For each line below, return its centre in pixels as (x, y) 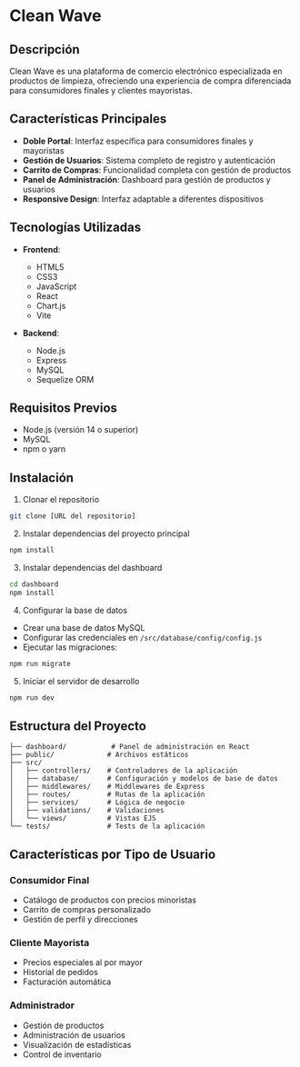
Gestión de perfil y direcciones (80, 919)
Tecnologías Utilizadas (75, 228)
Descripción (45, 50)
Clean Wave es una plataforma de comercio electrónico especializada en (146, 71)
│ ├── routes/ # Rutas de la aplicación (107, 795)
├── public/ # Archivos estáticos (99, 755)
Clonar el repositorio (61, 500)
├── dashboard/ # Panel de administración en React (130, 747)
